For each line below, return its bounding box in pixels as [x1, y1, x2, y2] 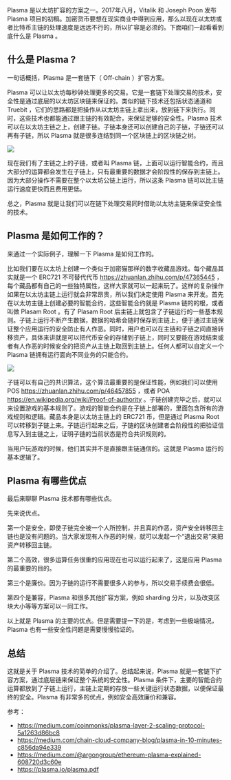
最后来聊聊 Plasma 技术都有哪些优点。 [7, 495, 115, 503]
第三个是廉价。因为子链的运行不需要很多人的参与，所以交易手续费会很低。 [7, 579, 218, 587]
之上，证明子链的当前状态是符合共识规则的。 [43, 429, 170, 438]
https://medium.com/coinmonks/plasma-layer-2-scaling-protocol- [16, 721, 205, 730]
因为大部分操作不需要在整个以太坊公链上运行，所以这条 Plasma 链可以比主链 [7, 176, 224, 184]
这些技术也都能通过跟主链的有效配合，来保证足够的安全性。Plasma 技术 [19, 114, 222, 122]
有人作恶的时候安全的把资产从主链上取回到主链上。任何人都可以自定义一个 [12, 342, 224, 350]
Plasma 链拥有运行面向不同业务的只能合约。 [7, 350, 132, 358]
